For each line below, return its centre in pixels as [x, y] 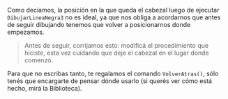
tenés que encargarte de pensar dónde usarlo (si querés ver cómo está [110, 81]
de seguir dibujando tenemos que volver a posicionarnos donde [99, 25]
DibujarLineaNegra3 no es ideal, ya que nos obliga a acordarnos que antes [114, 17]
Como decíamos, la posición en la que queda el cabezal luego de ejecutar [113, 10]
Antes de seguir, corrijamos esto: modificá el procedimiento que [116, 45]
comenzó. [39, 60]
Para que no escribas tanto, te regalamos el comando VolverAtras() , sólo [113, 73]
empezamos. [26, 32]
